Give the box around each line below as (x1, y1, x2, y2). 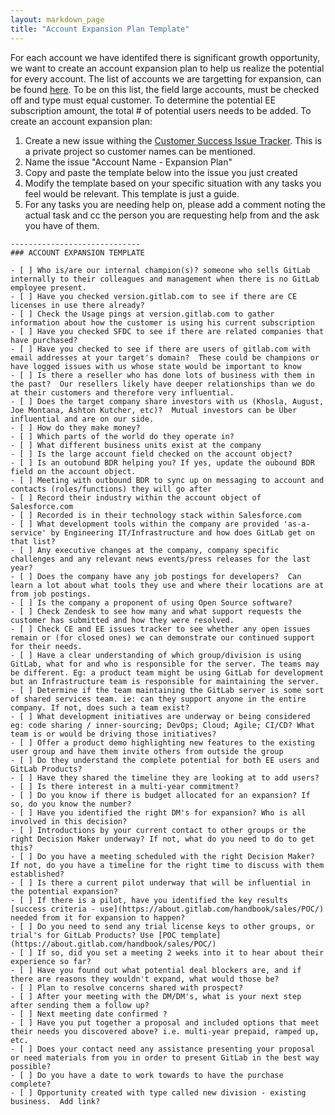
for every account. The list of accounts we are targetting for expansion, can (10, 72, 322, 85)
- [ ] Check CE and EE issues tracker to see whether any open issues (10, 624, 311, 634)
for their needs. (10, 641, 83, 651)
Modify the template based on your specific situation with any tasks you (24, 177, 322, 189)
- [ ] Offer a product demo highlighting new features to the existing (10, 737, 315, 748)
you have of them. (24, 219, 100, 231)
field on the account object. (10, 466, 137, 476)
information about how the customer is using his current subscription (10, 317, 315, 328)
